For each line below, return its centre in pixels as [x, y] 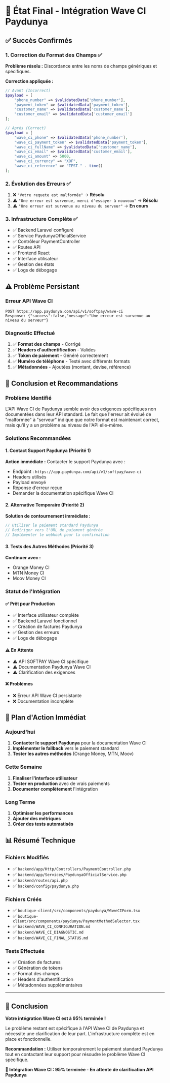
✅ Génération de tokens [38, 968]
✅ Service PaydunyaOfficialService [49, 236]
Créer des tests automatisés [43, 824]
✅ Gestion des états [33, 264]
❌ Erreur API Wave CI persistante [47, 695]
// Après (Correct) [26, 128]
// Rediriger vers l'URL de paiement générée [54, 530]
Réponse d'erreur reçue [37, 488]
